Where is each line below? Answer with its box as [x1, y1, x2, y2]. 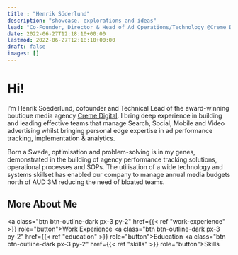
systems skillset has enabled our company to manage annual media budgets [7, 170, 231, 178]
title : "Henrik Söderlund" [7, 10, 91, 18]
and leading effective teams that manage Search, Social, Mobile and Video [7, 118, 225, 127]
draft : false [7, 43, 46, 50]
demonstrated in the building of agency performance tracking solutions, [7, 155, 217, 164]
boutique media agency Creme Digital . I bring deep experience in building [7, 111, 222, 120]
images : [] [7, 50, 40, 57]
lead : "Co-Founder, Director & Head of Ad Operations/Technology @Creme [7, 23, 227, 30]
